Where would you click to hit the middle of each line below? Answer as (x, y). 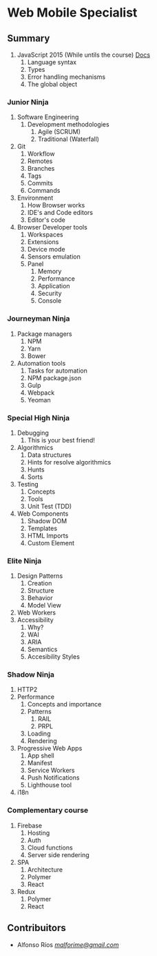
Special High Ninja (39, 418)
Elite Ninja (24, 561)
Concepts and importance (64, 704)
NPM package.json (54, 377)
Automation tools (41, 363)
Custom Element (51, 543)
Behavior (40, 598)
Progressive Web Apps (50, 749)
